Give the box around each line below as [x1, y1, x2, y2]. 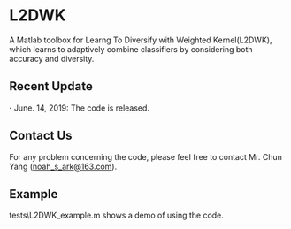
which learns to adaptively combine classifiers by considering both [9, 43, 254, 54]
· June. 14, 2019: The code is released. [9, 103, 150, 113]
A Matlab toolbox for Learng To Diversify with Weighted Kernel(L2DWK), [9, 34, 272, 45]
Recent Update [9, 79, 93, 94]
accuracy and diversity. [9, 53, 95, 64]
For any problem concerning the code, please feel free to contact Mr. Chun [9, 151, 283, 162]
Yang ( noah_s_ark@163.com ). [9, 161, 118, 172]
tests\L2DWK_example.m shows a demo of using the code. [9, 210, 224, 221]
